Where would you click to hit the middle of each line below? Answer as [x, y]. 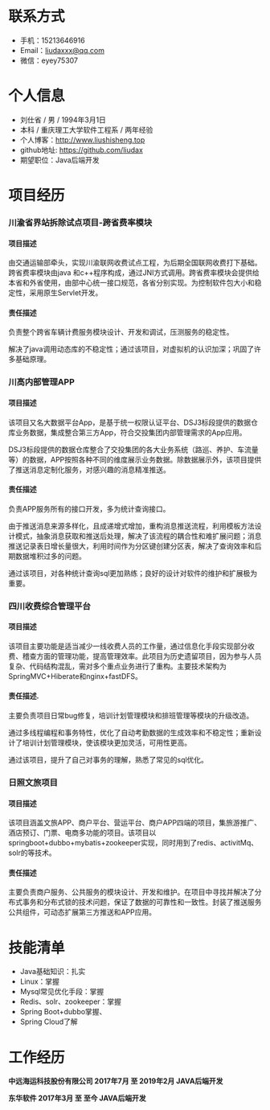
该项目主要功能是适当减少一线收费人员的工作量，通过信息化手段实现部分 [128, 646]
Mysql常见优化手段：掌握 [62, 992]
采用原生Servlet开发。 [66, 293]
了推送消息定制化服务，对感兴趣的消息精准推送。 [89, 469]
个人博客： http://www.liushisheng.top [82, 140]
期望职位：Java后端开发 [60, 160]
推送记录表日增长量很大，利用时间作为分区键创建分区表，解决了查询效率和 [131, 546]
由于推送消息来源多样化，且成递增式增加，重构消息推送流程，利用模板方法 [131, 526]
